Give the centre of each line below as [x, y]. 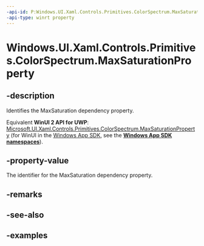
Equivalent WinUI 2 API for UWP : [48, 122]
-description [30, 96]
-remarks [24, 194]
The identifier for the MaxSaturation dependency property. [80, 175]
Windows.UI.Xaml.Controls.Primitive [101, 48]
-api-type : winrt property [40, 18]
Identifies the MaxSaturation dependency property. [70, 111]
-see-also [25, 215]
